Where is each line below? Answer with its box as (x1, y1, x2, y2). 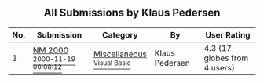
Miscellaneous (93, 49, 148, 60)
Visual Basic (93, 58, 131, 67)
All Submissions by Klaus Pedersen (43, 6, 221, 20)
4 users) (203, 62, 236, 73)
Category (101, 29, 139, 40)
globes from (203, 52, 249, 63)
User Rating (205, 29, 251, 40)
